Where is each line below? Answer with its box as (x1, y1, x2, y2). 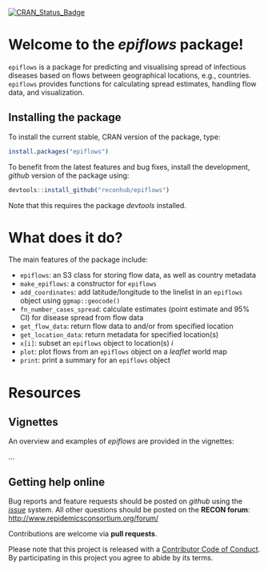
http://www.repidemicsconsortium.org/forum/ (8, 513, 159, 524)
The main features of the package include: (8, 255, 148, 264)
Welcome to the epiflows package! (8, 36, 244, 54)
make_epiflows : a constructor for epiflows (19, 279, 158, 288)
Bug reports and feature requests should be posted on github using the (8, 496, 242, 506)
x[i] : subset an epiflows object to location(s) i (19, 339, 174, 348)
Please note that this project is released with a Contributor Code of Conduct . (8, 544, 261, 554)
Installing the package (8, 110, 122, 124)
